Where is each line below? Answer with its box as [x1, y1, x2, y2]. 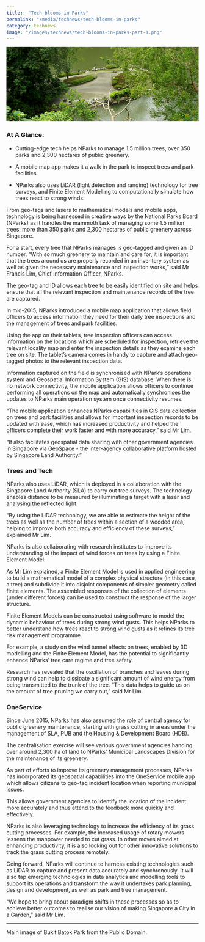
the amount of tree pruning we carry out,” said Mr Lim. [6, 687, 143, 695]
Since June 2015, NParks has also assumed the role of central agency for [6, 717, 191, 724]
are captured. [6, 294, 41, 302]
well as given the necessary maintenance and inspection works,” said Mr [6, 263, 190, 271]
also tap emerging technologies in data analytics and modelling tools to [6, 874, 185, 881]
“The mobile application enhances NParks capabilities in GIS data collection [6, 407, 197, 414]
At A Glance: [6, 131, 45, 139]
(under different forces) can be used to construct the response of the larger [6, 593, 196, 601]
